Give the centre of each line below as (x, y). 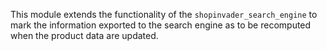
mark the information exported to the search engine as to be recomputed (161, 25)
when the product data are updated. (84, 35)
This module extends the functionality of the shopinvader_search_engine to (164, 14)
